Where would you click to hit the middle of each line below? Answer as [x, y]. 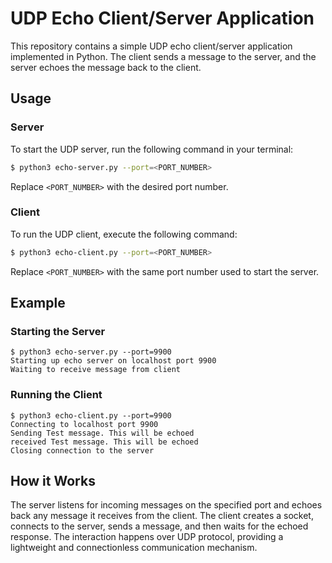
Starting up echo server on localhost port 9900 [113, 361]
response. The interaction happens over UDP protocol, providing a [147, 537]
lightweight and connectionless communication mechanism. [134, 548]
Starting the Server [58, 331]
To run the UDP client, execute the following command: [124, 234]
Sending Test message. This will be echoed [102, 433]
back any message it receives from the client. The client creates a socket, [162, 516]
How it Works [53, 481]
